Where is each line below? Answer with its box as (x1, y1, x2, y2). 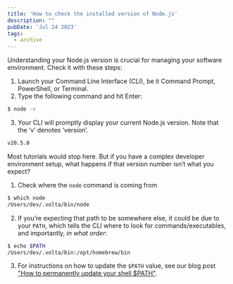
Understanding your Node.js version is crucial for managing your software (7, 56, 222, 64)
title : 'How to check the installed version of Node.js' (7, 10, 178, 18)
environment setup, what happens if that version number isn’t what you (7, 159, 214, 168)
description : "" (7, 17, 55, 24)
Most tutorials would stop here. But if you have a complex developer (7, 152, 206, 161)
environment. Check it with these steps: (7, 63, 122, 72)
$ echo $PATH (7, 242, 46, 249)
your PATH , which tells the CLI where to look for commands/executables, (17, 221, 227, 230)
